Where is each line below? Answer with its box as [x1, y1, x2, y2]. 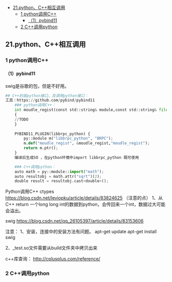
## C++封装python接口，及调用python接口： [5, 93, 89, 98]
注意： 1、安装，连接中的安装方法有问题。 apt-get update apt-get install [5, 229, 157, 235]
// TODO [14, 117, 29, 122]
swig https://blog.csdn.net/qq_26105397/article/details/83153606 [5, 218, 144, 224]
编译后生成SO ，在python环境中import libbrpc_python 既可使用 [14, 155, 139, 160]
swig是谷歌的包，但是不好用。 [5, 83, 69, 89]
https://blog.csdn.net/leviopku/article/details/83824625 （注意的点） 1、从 [5, 195, 163, 201]
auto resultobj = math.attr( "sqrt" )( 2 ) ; [14, 174, 102, 179]
